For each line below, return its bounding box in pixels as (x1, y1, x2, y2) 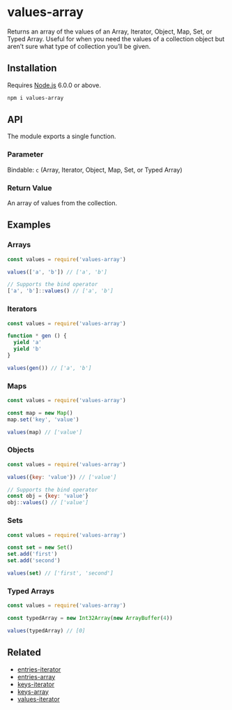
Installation (7, 62, 57, 74)
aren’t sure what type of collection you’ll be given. (7, 42, 151, 50)
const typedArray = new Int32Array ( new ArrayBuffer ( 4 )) (7, 615, 173, 622)
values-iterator (17, 695, 61, 703)
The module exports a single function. (7, 132, 116, 140)
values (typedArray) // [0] (7, 627, 86, 634)
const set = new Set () (7, 544, 73, 552)
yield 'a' (13, 339, 42, 346)
